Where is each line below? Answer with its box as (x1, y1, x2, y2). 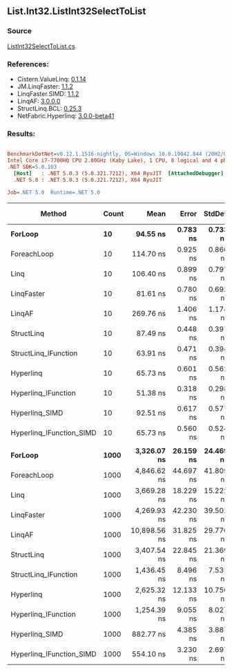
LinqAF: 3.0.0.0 (17, 97, 61, 105)
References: (7, 59, 50, 68)
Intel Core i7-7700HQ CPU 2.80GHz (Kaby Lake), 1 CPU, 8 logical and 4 (7, 157, 217, 165)
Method (40, 209, 67, 218)
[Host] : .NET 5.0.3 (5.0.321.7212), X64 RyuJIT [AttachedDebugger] (13, 169, 224, 177)
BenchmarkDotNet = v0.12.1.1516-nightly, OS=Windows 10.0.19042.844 (7, 151, 202, 158)
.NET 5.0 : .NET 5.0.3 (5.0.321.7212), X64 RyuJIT (13, 176, 162, 183)
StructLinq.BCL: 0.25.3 (17, 104, 82, 113)
